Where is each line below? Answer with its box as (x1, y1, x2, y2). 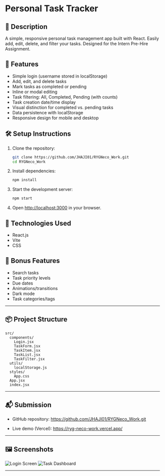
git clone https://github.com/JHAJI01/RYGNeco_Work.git (12, 155, 129, 159)
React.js (12, 232, 29, 238)
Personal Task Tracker (5, 3, 98, 14)
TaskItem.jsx (14, 348, 41, 353)
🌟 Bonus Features (5, 257, 60, 265)
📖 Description (5, 23, 48, 31)
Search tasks (12, 269, 39, 275)
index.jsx (9, 382, 29, 387)
